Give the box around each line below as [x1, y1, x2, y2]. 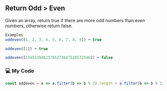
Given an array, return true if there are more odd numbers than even [5, 17, 145, 23]
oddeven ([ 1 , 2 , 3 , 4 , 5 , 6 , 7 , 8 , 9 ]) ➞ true [5, 37, 102, 42]
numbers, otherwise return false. [5, 23, 72, 29]
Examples [5, 32, 23, 37]
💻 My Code [5, 67, 34, 74]
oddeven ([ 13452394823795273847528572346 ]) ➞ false [5, 55, 113, 60]
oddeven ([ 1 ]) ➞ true [5, 46, 48, 51]
